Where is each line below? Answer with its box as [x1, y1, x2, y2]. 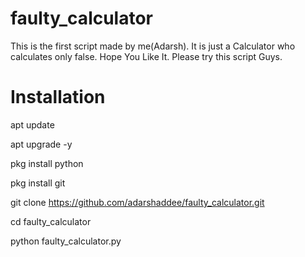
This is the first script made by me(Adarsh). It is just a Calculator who [10, 40, 296, 52]
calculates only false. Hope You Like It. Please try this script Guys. [10, 50, 283, 62]
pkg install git [10, 177, 66, 189]
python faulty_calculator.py [10, 235, 122, 247]
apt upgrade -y [10, 138, 73, 150]
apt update [10, 118, 55, 131]
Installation [10, 86, 106, 109]
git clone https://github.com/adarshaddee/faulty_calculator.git [10, 196, 265, 208]
